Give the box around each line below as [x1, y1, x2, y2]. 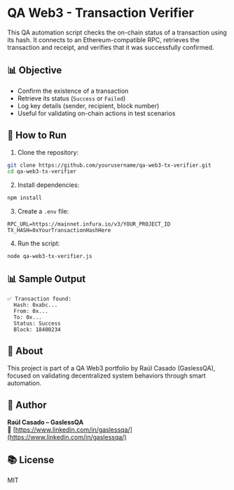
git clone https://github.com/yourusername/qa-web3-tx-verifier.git [7, 162, 212, 169]
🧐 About [7, 345, 43, 357]
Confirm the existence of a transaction [17, 86, 129, 95]
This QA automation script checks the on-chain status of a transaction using [7, 28, 228, 37]
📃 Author [7, 399, 47, 411]
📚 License [7, 453, 55, 465]
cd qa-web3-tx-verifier [7, 168, 77, 175]
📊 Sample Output [7, 273, 86, 285]
